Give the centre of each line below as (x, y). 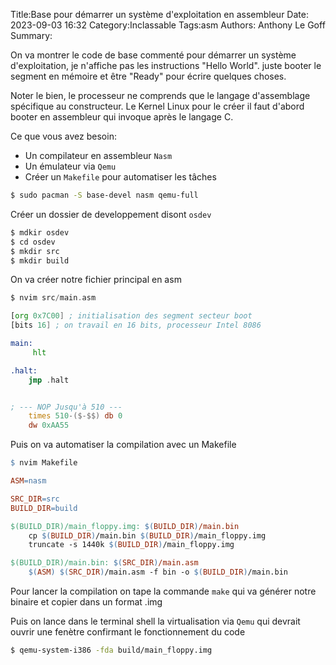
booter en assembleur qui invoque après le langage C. (122, 117)
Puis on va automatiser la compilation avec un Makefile (123, 445)
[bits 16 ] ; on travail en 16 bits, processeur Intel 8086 (136, 325)
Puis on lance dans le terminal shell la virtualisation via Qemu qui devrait (155, 621)
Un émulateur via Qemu (70, 166)
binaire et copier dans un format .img (86, 602)
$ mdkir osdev (40, 232)
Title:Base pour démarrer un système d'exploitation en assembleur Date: (159, 14)
